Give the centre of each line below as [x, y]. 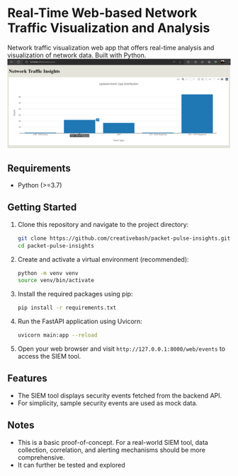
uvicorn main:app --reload [57, 335]
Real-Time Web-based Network [102, 13]
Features [27, 379]
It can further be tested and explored [71, 465]
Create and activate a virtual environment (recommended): [103, 259]
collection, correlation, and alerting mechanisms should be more [111, 450]
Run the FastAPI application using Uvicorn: [80, 321]
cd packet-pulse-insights [56, 245]
